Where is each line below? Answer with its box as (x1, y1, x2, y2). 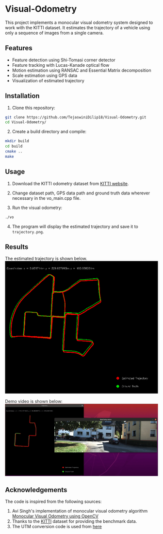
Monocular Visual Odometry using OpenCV (12, 513, 98, 519)
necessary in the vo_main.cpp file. (12, 195, 81, 201)
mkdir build (5, 139, 29, 144)
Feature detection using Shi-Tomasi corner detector (12, 57, 115, 63)
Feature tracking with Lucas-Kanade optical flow (12, 62, 110, 68)
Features (5, 44, 33, 52)
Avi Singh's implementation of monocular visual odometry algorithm (12, 508, 148, 514)
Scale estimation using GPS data (12, 72, 78, 78)
